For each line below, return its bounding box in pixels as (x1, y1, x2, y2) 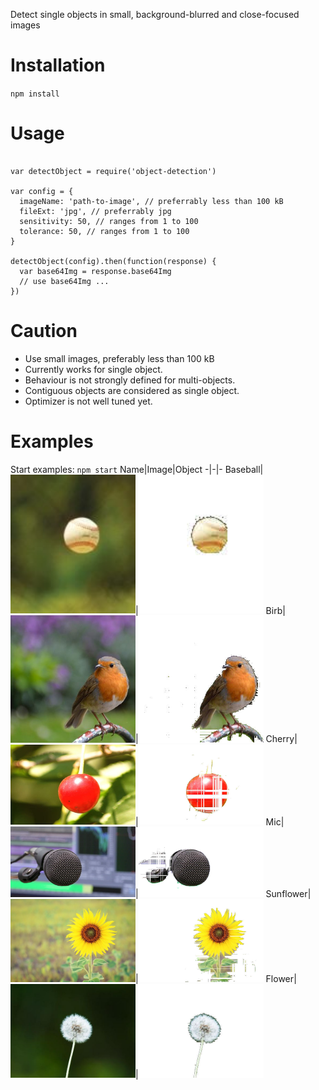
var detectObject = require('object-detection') (10, 166, 217, 176)
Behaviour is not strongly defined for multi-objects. (24, 374, 236, 386)
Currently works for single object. (24, 363, 163, 375)
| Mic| (135, 815, 285, 828)
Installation (10, 54, 106, 77)
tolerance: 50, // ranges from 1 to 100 (19, 226, 190, 236)
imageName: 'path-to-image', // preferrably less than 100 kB (19, 196, 284, 206)
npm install (10, 89, 60, 99)
